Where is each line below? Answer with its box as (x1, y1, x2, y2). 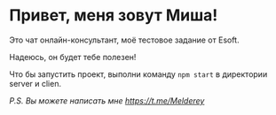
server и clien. (9, 78, 62, 88)
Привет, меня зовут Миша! (9, 5, 218, 26)
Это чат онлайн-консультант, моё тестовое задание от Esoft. (9, 34, 240, 45)
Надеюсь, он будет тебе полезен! (9, 51, 137, 62)
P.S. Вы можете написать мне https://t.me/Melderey (9, 95, 205, 106)
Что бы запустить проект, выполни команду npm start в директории (9, 68, 268, 80)
